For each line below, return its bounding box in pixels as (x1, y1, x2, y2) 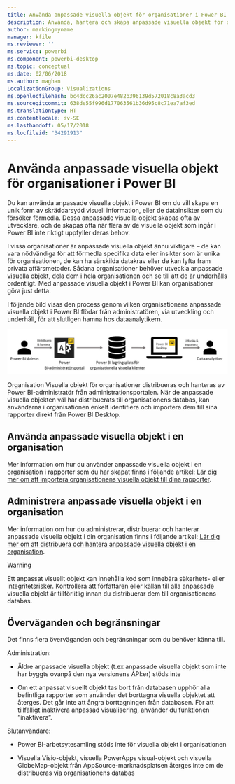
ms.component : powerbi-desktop (7, 56, 99, 63)
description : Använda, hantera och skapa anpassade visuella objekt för (7, 18, 224, 26)
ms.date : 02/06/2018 (7, 70, 68, 77)
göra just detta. (7, 286, 51, 295)
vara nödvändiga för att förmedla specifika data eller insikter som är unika (7, 249, 220, 258)
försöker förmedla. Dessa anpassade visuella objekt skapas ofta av (7, 213, 201, 222)
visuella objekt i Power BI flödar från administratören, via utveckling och (7, 307, 215, 316)
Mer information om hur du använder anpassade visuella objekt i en (7, 460, 202, 468)
